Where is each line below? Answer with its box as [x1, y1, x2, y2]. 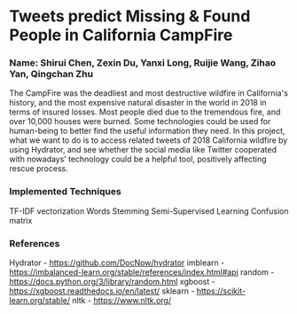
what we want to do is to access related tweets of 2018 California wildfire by [9, 135, 288, 145]
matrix [9, 215, 33, 225]
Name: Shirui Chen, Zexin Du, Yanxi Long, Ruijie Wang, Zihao [9, 57, 277, 69]
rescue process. [9, 163, 68, 174]
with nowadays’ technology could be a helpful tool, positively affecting [9, 153, 267, 165]
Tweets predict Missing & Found [9, 6, 251, 27]
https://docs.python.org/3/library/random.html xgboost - [9, 277, 215, 287]
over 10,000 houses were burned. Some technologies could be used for [9, 116, 271, 127]
